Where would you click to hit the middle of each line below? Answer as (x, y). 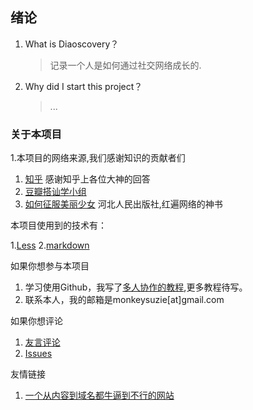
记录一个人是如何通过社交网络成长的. (125, 65)
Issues (38, 354)
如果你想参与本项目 (50, 266)
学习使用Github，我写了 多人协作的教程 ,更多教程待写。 (136, 287)
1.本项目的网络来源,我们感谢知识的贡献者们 (98, 158)
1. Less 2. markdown (50, 245)
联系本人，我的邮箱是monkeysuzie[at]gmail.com (124, 300)
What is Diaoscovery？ (72, 44)
